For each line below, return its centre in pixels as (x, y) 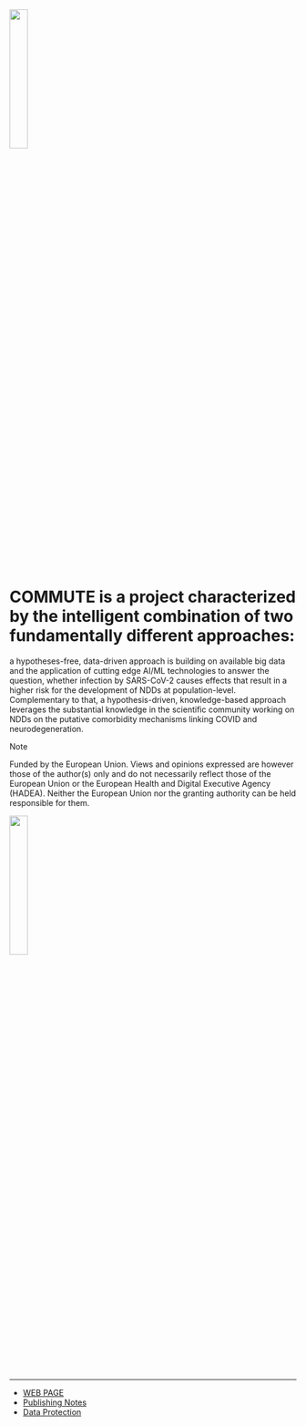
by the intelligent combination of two (152, 617)
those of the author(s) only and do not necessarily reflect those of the (140, 773)
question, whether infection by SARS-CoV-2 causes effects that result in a (148, 680)
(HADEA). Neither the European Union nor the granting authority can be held (153, 793)
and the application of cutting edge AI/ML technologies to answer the (140, 670)
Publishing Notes (55, 1402)
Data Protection (52, 1411)
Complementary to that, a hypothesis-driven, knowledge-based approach (148, 699)
